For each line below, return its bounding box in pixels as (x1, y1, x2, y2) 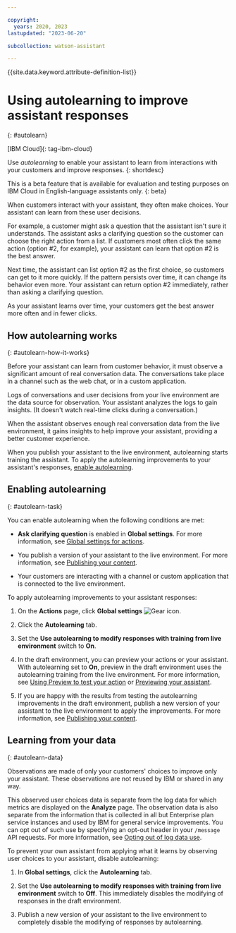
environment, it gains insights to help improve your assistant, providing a (7, 427, 218, 435)
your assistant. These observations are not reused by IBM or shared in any (7, 774, 224, 783)
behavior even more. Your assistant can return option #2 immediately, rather (7, 280, 229, 289)
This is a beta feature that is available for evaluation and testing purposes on (7, 179, 229, 188)
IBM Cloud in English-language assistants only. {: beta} (7, 187, 167, 195)
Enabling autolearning (7, 483, 106, 495)
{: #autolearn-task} (7, 502, 63, 510)
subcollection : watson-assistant (7, 42, 106, 49)
